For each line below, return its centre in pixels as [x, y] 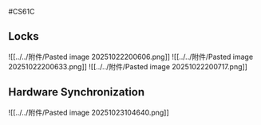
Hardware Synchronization [77, 92]
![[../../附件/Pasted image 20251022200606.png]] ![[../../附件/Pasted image [131, 57]
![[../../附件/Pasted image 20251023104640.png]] [89, 112]
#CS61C [22, 12]
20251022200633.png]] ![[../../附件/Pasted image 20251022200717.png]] [128, 66]
